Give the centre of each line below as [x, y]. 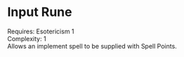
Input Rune [40, 12]
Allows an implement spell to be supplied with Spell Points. [92, 46]
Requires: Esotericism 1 [41, 31]
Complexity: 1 [27, 38]
